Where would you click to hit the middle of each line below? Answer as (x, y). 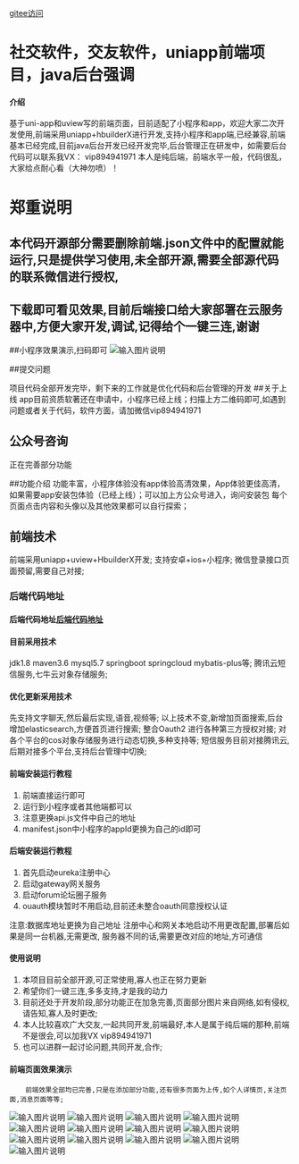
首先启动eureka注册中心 (66, 872)
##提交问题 (30, 368)
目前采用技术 (33, 641)
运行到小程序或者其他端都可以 (77, 806)
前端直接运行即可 (54, 795)
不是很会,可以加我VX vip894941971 (87, 1035)
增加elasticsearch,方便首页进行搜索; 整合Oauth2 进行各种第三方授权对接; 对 (148, 729)
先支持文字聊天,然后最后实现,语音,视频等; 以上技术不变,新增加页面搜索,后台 (146, 718)
